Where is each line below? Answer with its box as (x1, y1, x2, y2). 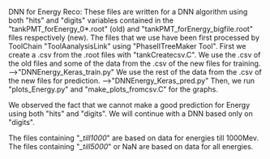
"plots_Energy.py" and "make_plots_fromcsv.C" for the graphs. (8, 84, 219, 94)
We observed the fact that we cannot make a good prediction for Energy (8, 101, 251, 110)
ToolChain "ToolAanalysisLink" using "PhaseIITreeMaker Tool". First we (8, 41, 246, 51)
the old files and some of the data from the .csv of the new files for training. (8, 58, 261, 68)
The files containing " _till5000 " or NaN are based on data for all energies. (8, 142, 254, 151)
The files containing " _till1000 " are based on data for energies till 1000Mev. (8, 133, 259, 143)
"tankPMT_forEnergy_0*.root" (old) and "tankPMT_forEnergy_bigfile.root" (8, 24, 254, 33)
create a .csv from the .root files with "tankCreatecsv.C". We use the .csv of (8, 50, 261, 59)
